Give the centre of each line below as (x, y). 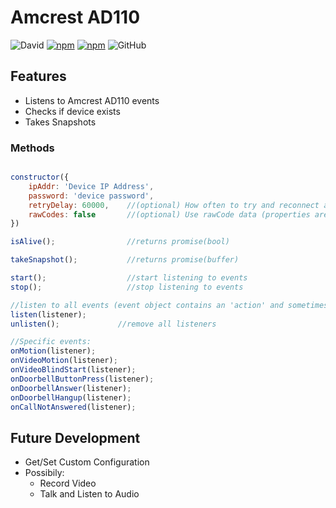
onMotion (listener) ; (53, 351)
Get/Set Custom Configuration (87, 462)
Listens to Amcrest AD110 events (92, 100)
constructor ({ (40, 177)
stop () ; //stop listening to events (127, 287)
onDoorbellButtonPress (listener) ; (82, 379)
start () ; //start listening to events (129, 278)
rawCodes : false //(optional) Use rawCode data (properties (169, 214)
